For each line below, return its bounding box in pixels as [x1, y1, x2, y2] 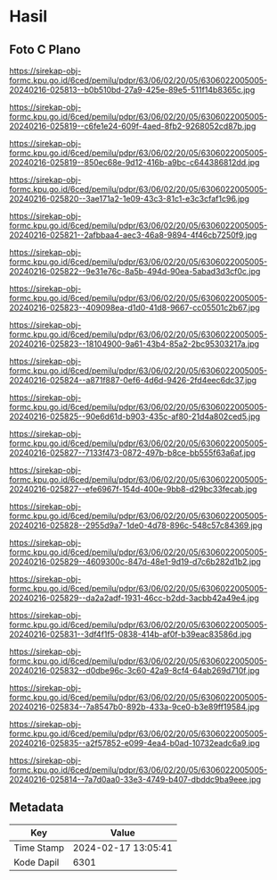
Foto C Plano [9, 42, 81, 57]
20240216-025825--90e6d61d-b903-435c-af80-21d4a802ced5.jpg [9, 411, 261, 422]
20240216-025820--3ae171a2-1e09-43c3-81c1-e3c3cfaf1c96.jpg [9, 194, 249, 204]
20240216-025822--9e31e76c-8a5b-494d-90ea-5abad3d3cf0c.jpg [9, 266, 261, 276]
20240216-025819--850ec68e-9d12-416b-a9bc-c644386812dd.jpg [9, 157, 260, 167]
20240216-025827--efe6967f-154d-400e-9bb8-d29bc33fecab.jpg [9, 484, 257, 494]
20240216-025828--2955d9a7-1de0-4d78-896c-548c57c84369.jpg [9, 520, 263, 531]
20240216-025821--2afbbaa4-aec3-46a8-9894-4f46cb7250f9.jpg [9, 230, 257, 240]
